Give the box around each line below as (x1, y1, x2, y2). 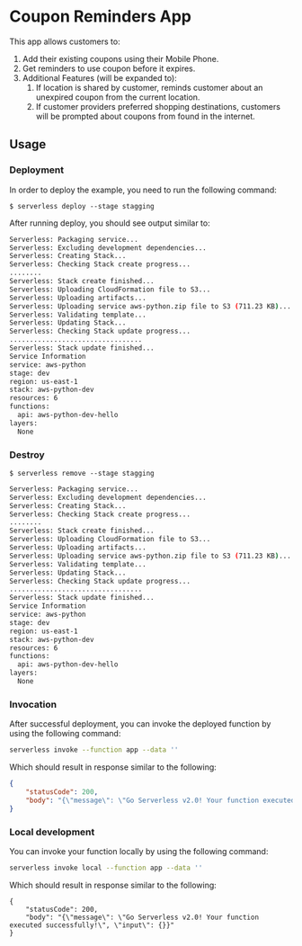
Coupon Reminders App (9, 6, 191, 27)
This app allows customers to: (9, 36, 120, 47)
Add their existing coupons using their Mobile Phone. (22, 53, 219, 64)
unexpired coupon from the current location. (35, 92, 200, 103)
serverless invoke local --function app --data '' (9, 863, 203, 872)
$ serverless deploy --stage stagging (9, 201, 155, 210)
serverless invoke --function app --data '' (9, 745, 179, 754)
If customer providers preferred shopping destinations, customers (35, 101, 281, 112)
